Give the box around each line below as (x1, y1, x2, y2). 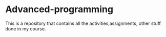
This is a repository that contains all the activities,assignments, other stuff (5, 20, 161, 26)
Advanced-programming (5, 4, 114, 15)
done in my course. (5, 25, 46, 31)
